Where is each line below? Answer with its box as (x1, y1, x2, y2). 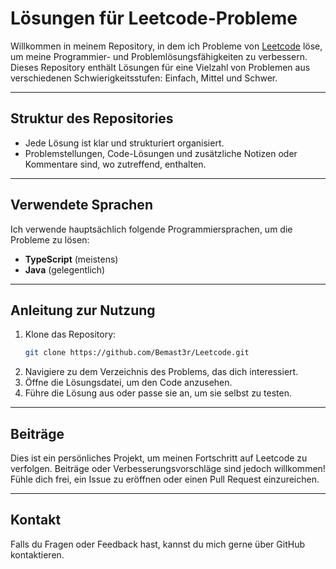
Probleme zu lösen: (10, 233, 90, 246)
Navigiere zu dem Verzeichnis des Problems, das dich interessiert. (24, 366, 299, 378)
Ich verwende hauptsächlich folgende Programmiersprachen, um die (10, 223, 293, 235)
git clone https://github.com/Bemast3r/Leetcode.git (24, 348, 250, 358)
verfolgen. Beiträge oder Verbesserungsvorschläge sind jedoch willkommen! (10, 463, 326, 475)
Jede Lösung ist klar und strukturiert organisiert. (24, 137, 225, 149)
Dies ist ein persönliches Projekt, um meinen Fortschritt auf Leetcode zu (10, 452, 308, 464)
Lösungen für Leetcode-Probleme (10, 7, 298, 30)
